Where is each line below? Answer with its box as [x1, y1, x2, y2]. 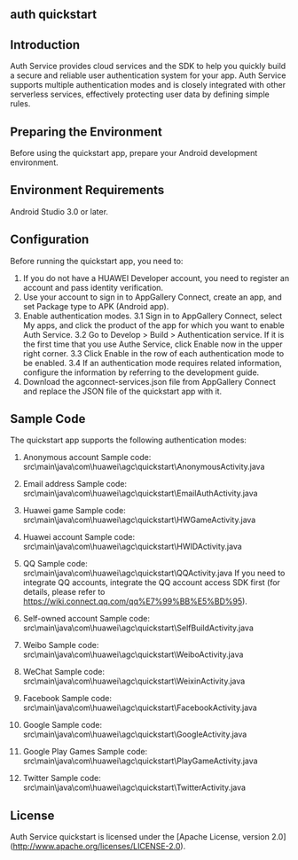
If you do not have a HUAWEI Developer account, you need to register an [22, 272, 290, 283]
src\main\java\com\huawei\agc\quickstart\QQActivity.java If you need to [22, 567, 286, 579]
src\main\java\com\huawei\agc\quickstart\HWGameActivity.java [22, 514, 256, 526]
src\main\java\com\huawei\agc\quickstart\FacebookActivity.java [22, 702, 258, 713]
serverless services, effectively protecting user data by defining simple [10, 89, 270, 100]
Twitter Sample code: [22, 773, 101, 784]
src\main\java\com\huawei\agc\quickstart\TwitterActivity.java [22, 782, 247, 793]
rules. [10, 98, 31, 109]
